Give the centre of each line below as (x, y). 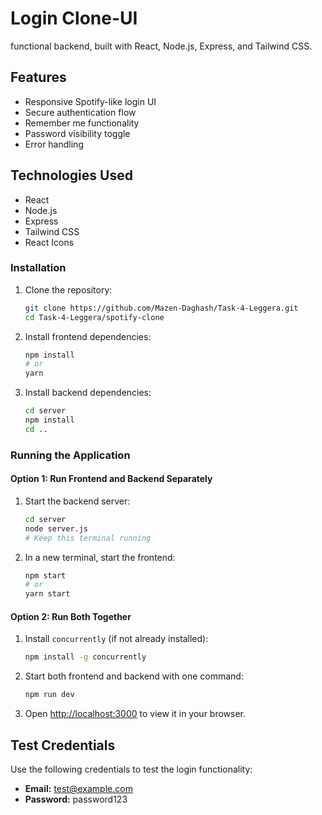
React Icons (49, 242)
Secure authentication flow (80, 112)
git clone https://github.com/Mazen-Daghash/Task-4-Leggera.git (161, 308)
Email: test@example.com (78, 788)
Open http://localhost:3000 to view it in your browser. (135, 714)
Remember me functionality (82, 123)
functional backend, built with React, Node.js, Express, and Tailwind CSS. (161, 46)
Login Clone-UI (74, 18)
